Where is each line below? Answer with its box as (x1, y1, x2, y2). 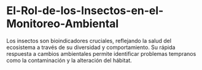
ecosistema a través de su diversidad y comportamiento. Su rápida (6, 44, 176, 51)
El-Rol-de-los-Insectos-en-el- (6, 4, 164, 18)
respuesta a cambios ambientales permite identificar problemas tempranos (6, 50, 196, 57)
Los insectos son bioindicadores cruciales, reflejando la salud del (6, 37, 172, 44)
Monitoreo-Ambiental (6, 17, 119, 31)
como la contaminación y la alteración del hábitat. (6, 56, 132, 64)
